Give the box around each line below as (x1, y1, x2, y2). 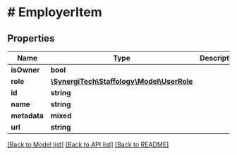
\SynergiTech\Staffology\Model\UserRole (50, 77, 193, 86)
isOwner (11, 65, 40, 75)
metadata (11, 111, 44, 120)
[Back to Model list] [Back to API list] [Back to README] (7, 140, 169, 149)
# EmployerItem (7, 4, 102, 20)
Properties (7, 32, 55, 44)
